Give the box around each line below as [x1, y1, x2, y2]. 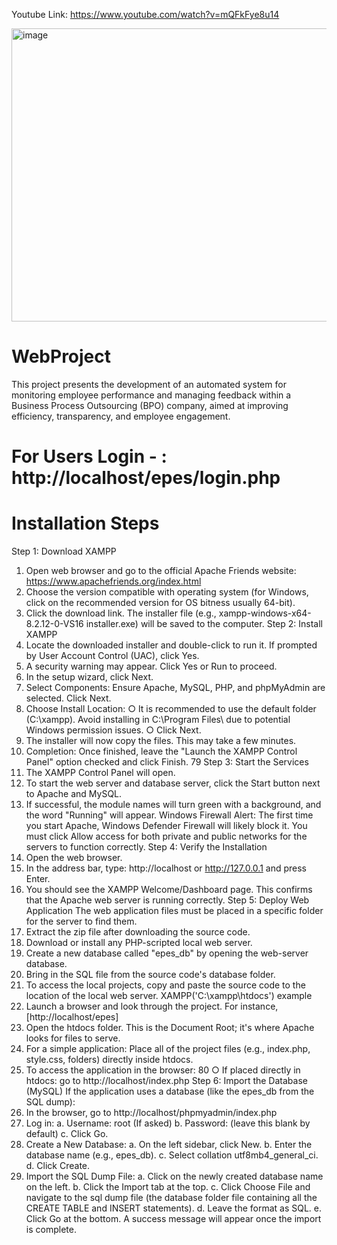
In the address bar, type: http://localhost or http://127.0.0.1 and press [25, 862, 308, 874]
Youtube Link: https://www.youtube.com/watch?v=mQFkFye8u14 [11, 9, 280, 20]
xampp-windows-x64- [218, 607, 312, 619]
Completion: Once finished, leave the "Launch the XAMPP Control [25, 745, 298, 758]
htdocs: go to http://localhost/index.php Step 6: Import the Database [25, 1075, 308, 1087]
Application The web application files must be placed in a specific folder [25, 905, 324, 917]
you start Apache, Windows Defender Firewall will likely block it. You [25, 820, 308, 832]
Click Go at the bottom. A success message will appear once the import [25, 1213, 322, 1225]
